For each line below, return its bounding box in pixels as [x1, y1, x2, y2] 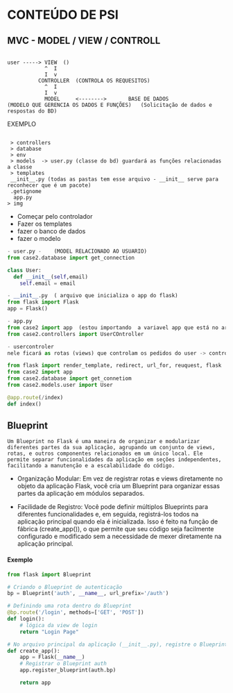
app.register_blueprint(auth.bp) [19, 667, 116, 674]
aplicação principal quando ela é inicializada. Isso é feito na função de [17, 517, 218, 526]
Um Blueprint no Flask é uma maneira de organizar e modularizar [7, 438, 200, 445]
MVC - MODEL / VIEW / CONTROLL [7, 35, 161, 47]
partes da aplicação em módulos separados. [17, 490, 145, 498]
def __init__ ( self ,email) [13, 273, 89, 281]
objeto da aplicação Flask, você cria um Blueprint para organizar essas [17, 482, 221, 490]
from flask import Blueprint [7, 571, 92, 578]
